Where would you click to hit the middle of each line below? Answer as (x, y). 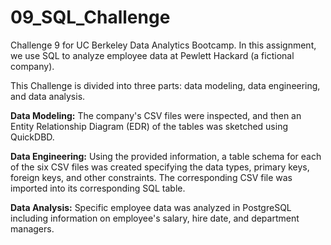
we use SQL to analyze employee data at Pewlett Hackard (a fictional (152, 55)
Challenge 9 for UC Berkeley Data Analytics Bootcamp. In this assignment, (163, 45)
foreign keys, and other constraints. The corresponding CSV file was (151, 177)
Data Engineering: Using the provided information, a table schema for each (166, 156)
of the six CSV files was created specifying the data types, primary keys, (160, 167)
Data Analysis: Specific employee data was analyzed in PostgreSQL (151, 207)
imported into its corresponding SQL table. (98, 188)
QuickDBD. (32, 137)
